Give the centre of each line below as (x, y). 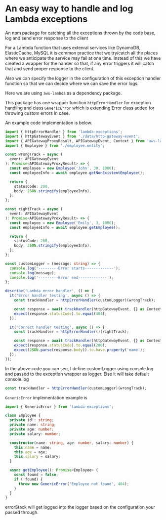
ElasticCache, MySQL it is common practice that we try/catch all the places (82, 53)
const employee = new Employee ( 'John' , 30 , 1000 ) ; (63, 169)
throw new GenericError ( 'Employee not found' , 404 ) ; (74, 484)
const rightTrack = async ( (34, 209)
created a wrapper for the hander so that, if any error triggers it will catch (80, 63)
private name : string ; (33, 425)
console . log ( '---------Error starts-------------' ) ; (65, 268)
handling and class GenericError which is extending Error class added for (80, 108)
